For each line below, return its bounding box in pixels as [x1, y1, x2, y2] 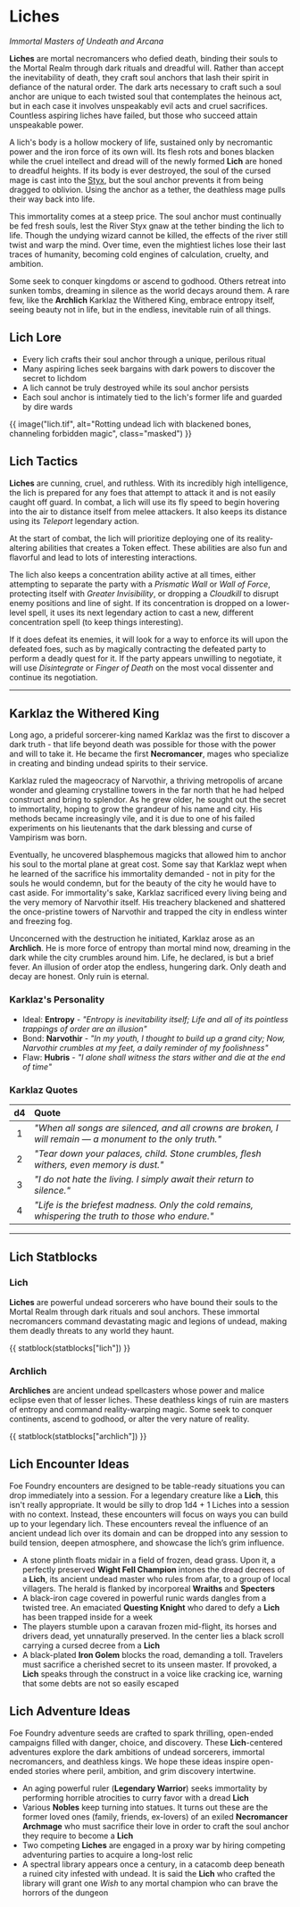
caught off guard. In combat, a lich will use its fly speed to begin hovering [9, 496, 279, 507]
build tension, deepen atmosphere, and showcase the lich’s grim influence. [9, 1537, 285, 1548]
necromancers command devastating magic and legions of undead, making [9, 1315, 287, 1327]
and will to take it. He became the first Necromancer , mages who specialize [9, 748, 289, 760]
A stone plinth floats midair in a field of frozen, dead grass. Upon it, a [21, 1554, 276, 1565]
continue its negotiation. [9, 671, 98, 682]
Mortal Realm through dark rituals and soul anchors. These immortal [9, 1306, 261, 1317]
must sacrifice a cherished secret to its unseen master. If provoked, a [21, 1659, 278, 1670]
